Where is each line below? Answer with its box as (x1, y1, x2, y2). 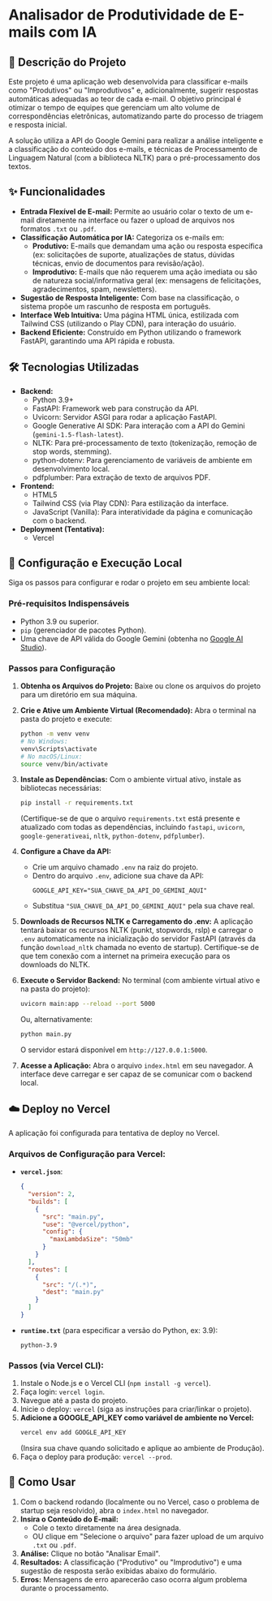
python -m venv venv (19, 730, 90, 738)
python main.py (19, 1030, 72, 1038)
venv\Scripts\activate (19, 744, 97, 753)
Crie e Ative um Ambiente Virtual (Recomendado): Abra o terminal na (19, 706, 257, 715)
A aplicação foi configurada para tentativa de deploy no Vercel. (8, 1128, 220, 1137)
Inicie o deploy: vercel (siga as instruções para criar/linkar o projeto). (19, 1405, 252, 1414)
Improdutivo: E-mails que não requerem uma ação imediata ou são (32, 266, 257, 277)
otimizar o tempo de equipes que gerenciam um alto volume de (8, 103, 221, 112)
